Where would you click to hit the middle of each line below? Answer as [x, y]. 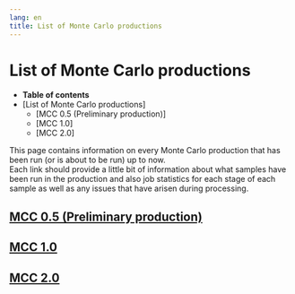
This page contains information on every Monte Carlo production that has [145, 151]
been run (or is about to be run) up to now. [87, 160]
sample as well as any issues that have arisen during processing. [129, 188]
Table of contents [56, 95]
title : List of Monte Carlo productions [86, 26]
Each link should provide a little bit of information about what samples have [148, 169]
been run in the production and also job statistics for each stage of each [143, 179]
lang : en [26, 17]
